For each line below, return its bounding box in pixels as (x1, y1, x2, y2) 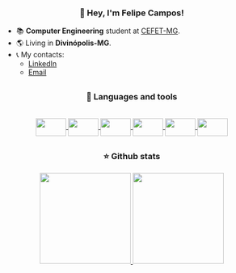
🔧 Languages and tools (86, 90, 178, 102)
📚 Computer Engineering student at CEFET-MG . (15, 26, 180, 36)
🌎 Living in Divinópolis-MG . (15, 38, 112, 48)
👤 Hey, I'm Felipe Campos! (79, 7, 184, 19)
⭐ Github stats (103, 151, 161, 162)
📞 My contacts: (15, 50, 65, 60)
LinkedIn (27, 59, 57, 69)
